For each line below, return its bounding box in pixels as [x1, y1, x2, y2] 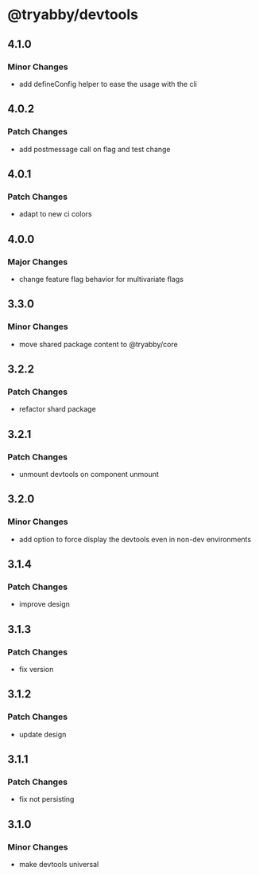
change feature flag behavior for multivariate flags [18, 274, 184, 283]
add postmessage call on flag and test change [18, 144, 172, 154]
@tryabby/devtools [7, 6, 139, 24]
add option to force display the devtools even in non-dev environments [18, 534, 252, 544]
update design [18, 729, 67, 739]
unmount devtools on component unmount [18, 470, 160, 479]
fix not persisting [18, 795, 75, 804]
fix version [18, 665, 54, 674]
